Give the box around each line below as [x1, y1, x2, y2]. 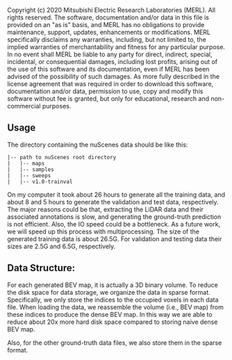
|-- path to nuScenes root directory [7, 154, 117, 161]
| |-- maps [7, 160, 45, 167]
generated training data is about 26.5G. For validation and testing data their [7, 234, 222, 243]
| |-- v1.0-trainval [7, 178, 73, 185]
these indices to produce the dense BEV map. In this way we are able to [7, 310, 213, 318]
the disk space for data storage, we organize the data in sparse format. [7, 288, 210, 296]
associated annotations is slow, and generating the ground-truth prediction [7, 212, 222, 221]
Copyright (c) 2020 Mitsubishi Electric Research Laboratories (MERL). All [7, 6, 216, 14]
